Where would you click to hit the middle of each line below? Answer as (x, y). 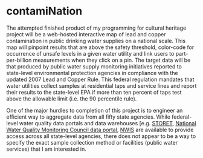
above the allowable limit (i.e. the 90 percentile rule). (72, 99)
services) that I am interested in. (46, 149)
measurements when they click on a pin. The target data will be (112, 60)
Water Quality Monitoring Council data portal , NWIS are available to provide (100, 130)
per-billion (19, 60)
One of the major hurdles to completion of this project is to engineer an (95, 110)
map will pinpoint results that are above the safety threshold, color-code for (100, 47)
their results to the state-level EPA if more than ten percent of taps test (94, 92)
